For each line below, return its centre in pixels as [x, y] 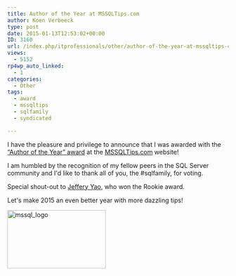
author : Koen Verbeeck [40, 20]
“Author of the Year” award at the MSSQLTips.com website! [93, 152]
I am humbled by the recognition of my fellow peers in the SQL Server [108, 165]
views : [17, 53]
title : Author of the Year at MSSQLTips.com [73, 14]
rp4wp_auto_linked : [36, 66]
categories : [25, 79]
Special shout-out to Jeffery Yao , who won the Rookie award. [96, 186]
